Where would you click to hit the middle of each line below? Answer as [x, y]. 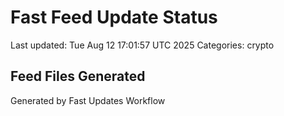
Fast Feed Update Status [114, 17]
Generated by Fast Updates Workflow [88, 100]
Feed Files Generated [78, 76]
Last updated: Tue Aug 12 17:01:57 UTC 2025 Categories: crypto [142, 45]
